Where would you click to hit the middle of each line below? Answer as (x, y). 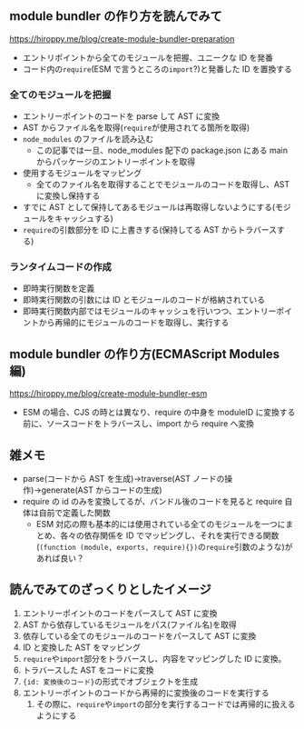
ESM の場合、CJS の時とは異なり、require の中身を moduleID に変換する (159, 413)
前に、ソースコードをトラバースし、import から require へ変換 (138, 424)
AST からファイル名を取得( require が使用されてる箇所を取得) (136, 128)
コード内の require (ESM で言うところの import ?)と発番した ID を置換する (157, 69)
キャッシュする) (83, 219)
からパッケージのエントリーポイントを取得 (116, 162)
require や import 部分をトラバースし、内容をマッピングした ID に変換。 (154, 658)
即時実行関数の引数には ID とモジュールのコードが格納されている (144, 300)
